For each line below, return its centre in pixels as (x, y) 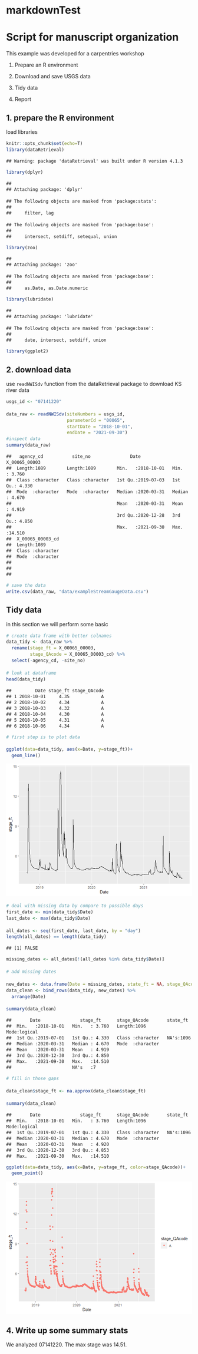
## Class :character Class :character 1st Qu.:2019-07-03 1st (93, 480)
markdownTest (44, 10)
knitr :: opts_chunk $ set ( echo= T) (44, 143)
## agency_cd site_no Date (74, 457)
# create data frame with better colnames (59, 636)
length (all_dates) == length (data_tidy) (57, 937)
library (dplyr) (25, 172)
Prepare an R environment (46, 65)
